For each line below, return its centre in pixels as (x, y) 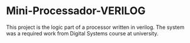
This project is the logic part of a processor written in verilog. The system (95, 27)
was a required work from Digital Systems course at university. (82, 33)
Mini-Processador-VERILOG (76, 11)
